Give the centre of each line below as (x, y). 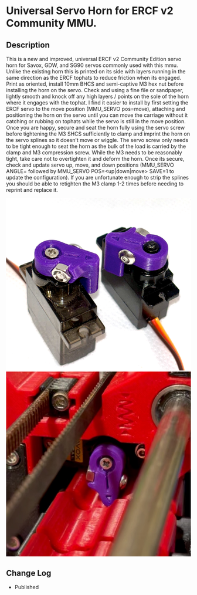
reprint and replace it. (32, 190)
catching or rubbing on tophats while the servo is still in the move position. (96, 121)
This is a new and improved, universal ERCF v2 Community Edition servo (94, 59)
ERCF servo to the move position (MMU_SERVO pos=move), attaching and (96, 109)
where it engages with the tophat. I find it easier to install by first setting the (97, 103)
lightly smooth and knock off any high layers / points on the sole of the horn (98, 96)
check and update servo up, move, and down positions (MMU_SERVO (90, 165)
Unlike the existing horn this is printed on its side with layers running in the (96, 71)
